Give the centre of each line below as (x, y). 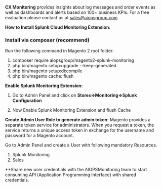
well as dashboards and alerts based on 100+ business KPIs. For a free (77, 12)
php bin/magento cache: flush (43, 76)
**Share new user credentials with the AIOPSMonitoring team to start (76, 170)
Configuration (27, 100)
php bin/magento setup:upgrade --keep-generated (64, 66)
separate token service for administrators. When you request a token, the (80, 125)
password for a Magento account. (40, 136)
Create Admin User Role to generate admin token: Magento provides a (78, 120)
